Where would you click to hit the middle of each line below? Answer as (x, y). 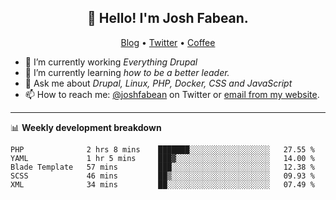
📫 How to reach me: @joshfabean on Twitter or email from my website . (172, 94)
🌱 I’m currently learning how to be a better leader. (127, 72)
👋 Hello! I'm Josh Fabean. (168, 18)
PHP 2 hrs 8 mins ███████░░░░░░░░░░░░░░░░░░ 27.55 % (162, 149)
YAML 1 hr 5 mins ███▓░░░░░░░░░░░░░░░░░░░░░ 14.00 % (162, 158)
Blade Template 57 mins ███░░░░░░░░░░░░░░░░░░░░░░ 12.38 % (162, 167)
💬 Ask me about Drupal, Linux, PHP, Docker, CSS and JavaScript (158, 83)
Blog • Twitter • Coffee (168, 42)
